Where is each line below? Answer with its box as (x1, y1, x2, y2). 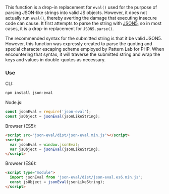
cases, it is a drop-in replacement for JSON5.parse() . (5, 26, 114, 32)
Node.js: (5, 100, 23, 106)
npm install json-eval (5, 90, 53, 95)
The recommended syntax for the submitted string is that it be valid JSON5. (5, 35, 162, 41)
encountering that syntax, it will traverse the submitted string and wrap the (5, 51, 160, 57)
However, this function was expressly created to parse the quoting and (5, 41, 152, 47)
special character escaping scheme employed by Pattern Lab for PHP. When (5, 46, 164, 52)
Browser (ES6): (5, 160, 37, 166)
